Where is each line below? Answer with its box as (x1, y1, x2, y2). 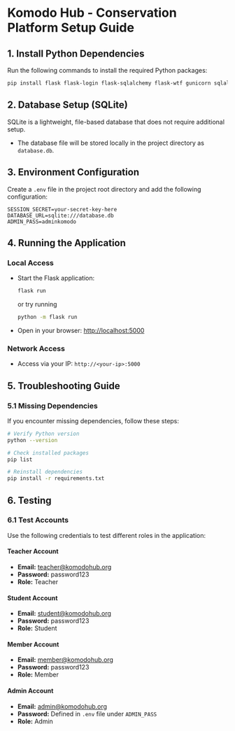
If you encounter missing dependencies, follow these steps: (7, 416, 180, 425)
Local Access (7, 257, 55, 267)
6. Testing (7, 495, 52, 506)
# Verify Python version (7, 430, 80, 437)
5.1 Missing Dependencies (7, 401, 98, 411)
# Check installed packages (7, 449, 90, 456)
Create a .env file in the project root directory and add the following (7, 185, 201, 193)
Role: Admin (17, 717, 54, 725)
